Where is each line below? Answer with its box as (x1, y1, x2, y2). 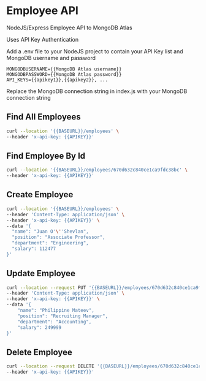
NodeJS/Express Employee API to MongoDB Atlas (6, 24, 133, 31)
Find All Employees (6, 111, 81, 123)
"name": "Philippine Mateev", (17, 307, 95, 314)
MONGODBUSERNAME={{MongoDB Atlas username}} (6, 66, 122, 72)
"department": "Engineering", (12, 240, 89, 246)
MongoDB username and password (6, 54, 96, 61)
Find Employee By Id (6, 151, 86, 161)
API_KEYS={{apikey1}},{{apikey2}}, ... (6, 77, 109, 83)
